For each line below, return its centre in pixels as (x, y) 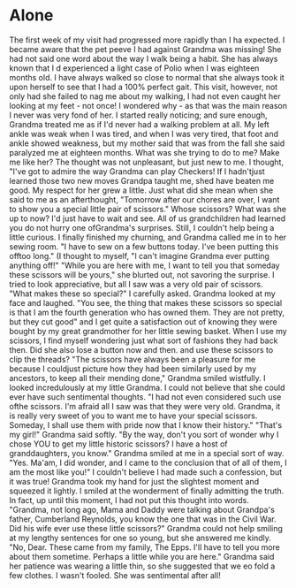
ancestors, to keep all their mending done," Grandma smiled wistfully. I (137, 378)
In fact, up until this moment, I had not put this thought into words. (129, 500)
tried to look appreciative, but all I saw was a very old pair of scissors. (136, 284)
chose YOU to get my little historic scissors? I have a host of (118, 444)
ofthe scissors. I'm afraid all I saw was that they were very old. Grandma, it (145, 406)
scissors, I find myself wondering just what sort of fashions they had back (144, 340)
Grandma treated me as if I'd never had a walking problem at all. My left (139, 124)
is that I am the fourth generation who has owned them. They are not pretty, (147, 312)
